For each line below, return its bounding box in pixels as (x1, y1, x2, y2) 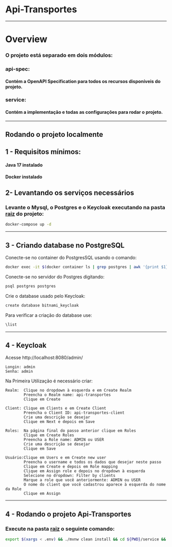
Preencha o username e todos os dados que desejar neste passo (24, 460, 161, 465)
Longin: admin (5, 364, 36, 370)
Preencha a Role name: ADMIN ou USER (24, 437, 104, 442)
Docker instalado (5, 173, 42, 180)
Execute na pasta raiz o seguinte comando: (5, 525, 115, 532)
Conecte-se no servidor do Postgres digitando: (5, 273, 105, 280)
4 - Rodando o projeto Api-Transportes (5, 510, 132, 518)
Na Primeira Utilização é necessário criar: (5, 378, 93, 384)
